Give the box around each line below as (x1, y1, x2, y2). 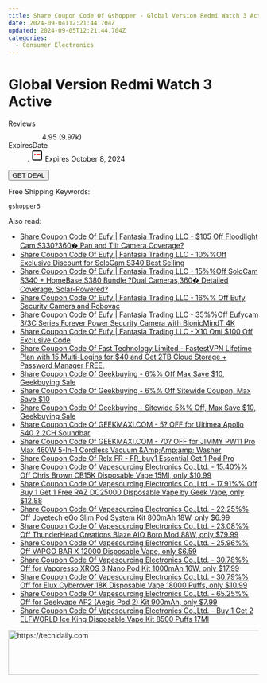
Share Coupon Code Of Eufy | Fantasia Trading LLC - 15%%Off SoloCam (19, 267, 258, 276)
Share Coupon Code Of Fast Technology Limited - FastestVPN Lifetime (19, 344, 252, 353)
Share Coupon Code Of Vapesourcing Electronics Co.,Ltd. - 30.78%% (19, 555, 249, 565)
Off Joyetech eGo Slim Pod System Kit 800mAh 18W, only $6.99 (19, 513, 230, 522)
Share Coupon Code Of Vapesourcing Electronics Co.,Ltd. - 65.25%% (19, 589, 249, 599)
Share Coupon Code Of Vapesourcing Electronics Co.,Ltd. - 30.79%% (19, 572, 249, 582)
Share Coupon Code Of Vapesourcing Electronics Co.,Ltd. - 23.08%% (19, 521, 250, 531)
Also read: (8, 217, 42, 226)
